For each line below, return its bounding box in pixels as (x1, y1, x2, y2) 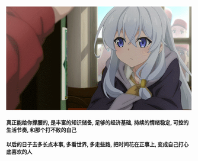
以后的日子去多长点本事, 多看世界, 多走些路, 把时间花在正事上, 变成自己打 (6, 141, 184, 148)
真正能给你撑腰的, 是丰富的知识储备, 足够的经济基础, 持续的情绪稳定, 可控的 (6, 119, 189, 126)
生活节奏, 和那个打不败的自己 (6, 126, 77, 133)
